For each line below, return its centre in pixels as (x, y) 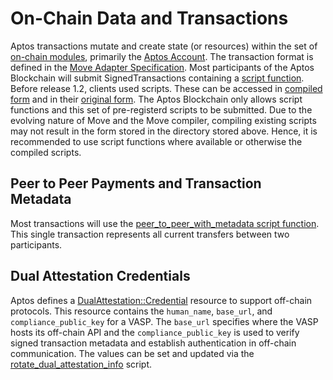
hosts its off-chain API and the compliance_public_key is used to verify (155, 332)
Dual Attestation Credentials (100, 276)
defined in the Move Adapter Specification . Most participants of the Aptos (162, 67)
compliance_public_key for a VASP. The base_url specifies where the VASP (164, 321)
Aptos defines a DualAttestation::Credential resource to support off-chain (161, 300)
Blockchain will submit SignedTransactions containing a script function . (157, 78)
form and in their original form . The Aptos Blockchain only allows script (156, 99)
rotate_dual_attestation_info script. (81, 364)
